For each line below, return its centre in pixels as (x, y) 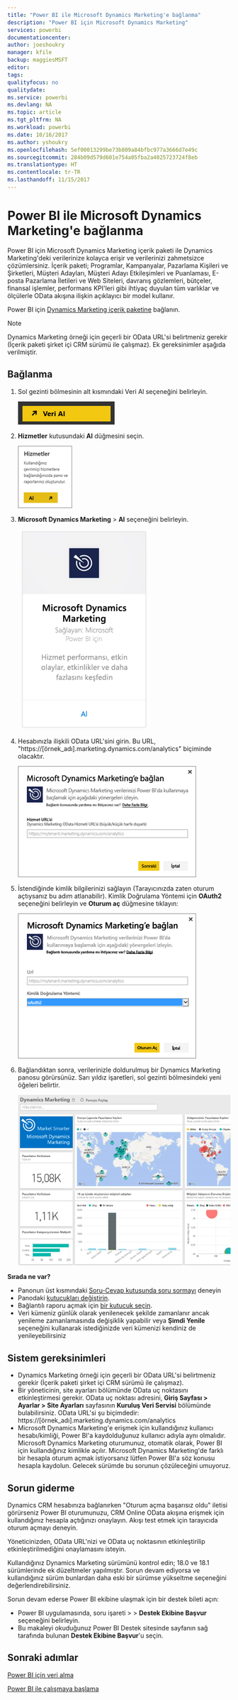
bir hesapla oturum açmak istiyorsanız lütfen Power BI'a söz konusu (116, 1458)
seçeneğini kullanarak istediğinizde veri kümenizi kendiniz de (107, 1328)
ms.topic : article (34, 113)
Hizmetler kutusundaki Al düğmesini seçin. (81, 436)
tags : (15, 75)
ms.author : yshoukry (38, 142)
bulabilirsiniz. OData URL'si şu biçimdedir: (78, 1413)
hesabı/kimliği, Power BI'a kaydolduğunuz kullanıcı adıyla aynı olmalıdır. (122, 1436)
